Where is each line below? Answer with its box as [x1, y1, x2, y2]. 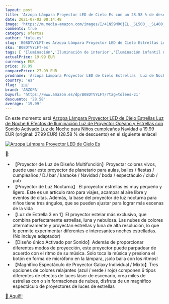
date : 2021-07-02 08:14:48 [5, 17, 62, 22]
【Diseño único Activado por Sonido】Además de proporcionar [12, 239, 144, 245]
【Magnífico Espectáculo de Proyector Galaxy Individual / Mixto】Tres [12, 262, 158, 268]
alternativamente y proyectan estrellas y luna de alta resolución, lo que [12, 223, 159, 229]
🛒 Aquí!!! [5, 293, 23, 299]
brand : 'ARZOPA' [5, 87, 39, 92]
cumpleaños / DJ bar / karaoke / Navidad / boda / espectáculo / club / [12, 172, 158, 178]
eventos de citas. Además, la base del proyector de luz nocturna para [12, 195, 157, 201]
